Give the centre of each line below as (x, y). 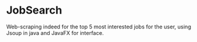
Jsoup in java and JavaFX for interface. (55, 33)
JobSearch (34, 10)
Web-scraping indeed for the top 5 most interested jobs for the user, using (99, 27)
